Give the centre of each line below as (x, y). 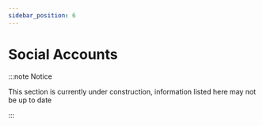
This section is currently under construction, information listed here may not (132, 91)
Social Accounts (63, 54)
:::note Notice (30, 76)
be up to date (30, 100)
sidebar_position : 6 (42, 15)
